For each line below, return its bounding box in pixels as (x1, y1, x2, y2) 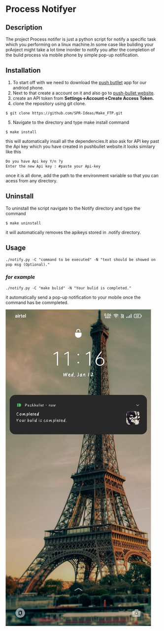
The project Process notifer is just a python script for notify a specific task (5, 36, 157, 42)
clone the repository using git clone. (12, 100, 86, 106)
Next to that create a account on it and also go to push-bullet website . (12, 90, 155, 96)
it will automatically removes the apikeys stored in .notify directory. (5, 229, 141, 235)
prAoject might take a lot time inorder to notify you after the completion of (5, 47, 155, 52)
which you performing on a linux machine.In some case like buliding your (5, 42, 154, 47)
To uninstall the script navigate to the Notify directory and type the (5, 205, 141, 211)
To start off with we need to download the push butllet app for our (12, 79, 147, 85)
